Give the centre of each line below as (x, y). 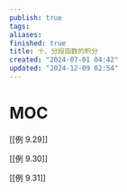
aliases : (26, 34)
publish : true (36, 18)
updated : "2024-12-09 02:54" (64, 69)
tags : (19, 26)
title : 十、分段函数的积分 (54, 52)
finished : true (38, 43)
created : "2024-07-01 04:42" (64, 60)
